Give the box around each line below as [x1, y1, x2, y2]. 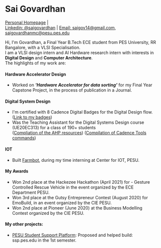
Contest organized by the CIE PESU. [12, 210, 84, 216]
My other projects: [5, 221, 44, 227]
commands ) [12, 135, 36, 141]
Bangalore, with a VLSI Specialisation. [5, 44, 81, 50]
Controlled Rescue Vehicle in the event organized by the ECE [12, 184, 134, 190]
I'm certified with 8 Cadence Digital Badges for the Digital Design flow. [12, 109, 153, 115]
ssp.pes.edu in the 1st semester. [12, 237, 77, 243]
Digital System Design [5, 98, 51, 104]
